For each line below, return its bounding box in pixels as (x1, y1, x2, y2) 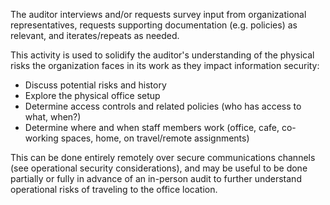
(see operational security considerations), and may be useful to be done (10, 162, 308, 174)
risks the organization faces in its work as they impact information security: (10, 60, 320, 71)
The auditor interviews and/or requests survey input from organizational (10, 9, 307, 20)
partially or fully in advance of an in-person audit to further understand (10, 173, 302, 184)
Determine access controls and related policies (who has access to (24, 100, 302, 112)
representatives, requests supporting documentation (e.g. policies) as (10, 19, 298, 31)
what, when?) (24, 111, 82, 123)
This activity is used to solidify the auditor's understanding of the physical (10, 49, 315, 61)
